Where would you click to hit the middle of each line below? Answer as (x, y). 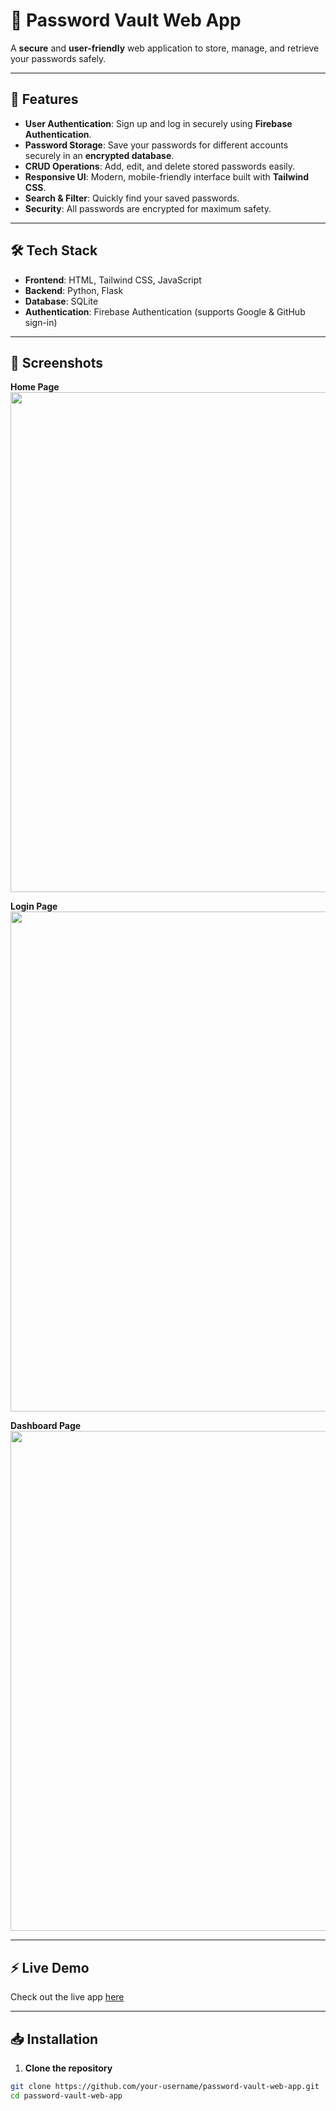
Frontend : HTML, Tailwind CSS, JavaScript (113, 280)
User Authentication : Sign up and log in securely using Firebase (158, 123)
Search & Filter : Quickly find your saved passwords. (132, 198)
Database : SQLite (61, 301)
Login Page (34, 906)
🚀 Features (44, 99)
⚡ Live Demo (50, 1967)
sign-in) (41, 322)
